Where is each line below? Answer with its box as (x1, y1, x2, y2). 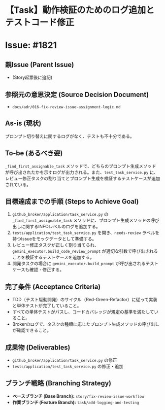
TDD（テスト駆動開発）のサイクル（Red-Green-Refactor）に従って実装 (12, 297, 158, 303)
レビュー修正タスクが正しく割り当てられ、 (12, 242, 99, 248)
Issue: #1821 (5, 40, 57, 51)
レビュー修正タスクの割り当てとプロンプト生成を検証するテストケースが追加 (5, 175, 160, 181)
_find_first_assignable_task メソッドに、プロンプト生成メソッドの (12, 217, 151, 223)
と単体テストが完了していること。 (12, 303, 82, 308)
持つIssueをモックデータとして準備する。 (12, 236, 97, 242)
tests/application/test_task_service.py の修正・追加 (12, 363, 124, 370)
